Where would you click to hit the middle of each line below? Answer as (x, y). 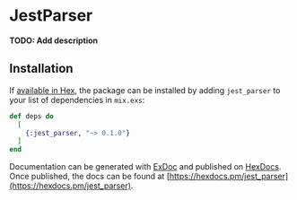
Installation (41, 69)
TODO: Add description (54, 40)
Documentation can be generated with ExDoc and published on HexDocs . (145, 167)
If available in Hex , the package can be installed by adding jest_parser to (145, 90)
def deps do (31, 116)
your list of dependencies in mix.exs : (77, 100)
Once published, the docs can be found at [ (90, 177)
